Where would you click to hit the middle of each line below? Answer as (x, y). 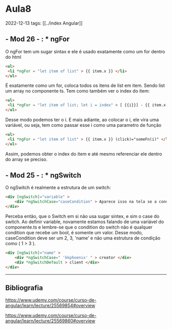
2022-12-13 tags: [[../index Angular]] (44, 23)
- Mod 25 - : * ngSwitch (43, 175)
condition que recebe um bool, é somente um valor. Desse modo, (74, 233)
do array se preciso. (26, 159)
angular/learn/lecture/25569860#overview (50, 321)
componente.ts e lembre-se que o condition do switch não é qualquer (79, 227)
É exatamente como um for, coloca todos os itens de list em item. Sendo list (85, 85)
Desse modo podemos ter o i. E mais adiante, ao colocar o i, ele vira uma (82, 120)
